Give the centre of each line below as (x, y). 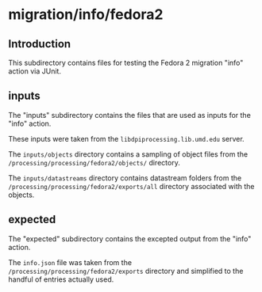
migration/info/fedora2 (86, 15)
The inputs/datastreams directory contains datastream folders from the (125, 178)
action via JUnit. (35, 71)
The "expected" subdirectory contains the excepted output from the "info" (130, 238)
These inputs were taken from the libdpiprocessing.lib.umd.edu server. (126, 138)
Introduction (40, 44)
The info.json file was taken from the (70, 262)
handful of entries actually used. (61, 279)
